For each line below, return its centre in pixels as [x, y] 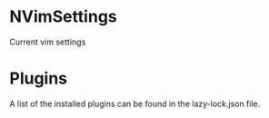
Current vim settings [48, 42]
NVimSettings [63, 17]
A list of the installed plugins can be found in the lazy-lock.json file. [135, 103]
